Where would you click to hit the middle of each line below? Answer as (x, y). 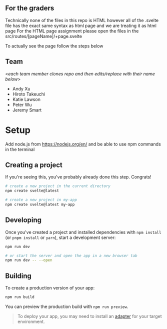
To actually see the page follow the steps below (54, 46)
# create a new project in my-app (41, 200)
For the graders (30, 8)
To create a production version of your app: (50, 288)
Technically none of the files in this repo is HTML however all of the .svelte (82, 20)
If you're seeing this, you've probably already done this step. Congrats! (78, 177)
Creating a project (34, 165)
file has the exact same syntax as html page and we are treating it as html (81, 25)
